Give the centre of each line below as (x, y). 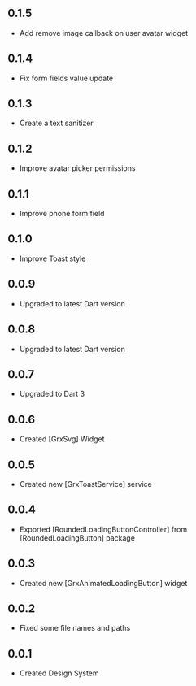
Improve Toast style (52, 258)
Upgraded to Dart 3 (52, 394)
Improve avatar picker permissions (77, 168)
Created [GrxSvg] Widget (62, 439)
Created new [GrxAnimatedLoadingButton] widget (103, 583)
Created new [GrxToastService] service (85, 484)
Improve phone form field (62, 214)
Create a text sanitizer (57, 123)
